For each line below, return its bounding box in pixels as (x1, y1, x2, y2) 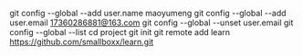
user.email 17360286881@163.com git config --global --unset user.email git (9, 17, 294, 28)
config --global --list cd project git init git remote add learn (9, 27, 231, 37)
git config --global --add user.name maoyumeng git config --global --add (9, 8, 287, 18)
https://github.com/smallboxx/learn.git (9, 36, 154, 47)
